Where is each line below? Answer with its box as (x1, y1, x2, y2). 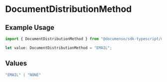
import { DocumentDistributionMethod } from (5, 36, 99, 41)
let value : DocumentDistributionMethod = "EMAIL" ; (5, 45, 112, 50)
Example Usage (5, 23, 55, 32)
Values (5, 59, 27, 68)
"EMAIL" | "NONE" (5, 72, 41, 78)
